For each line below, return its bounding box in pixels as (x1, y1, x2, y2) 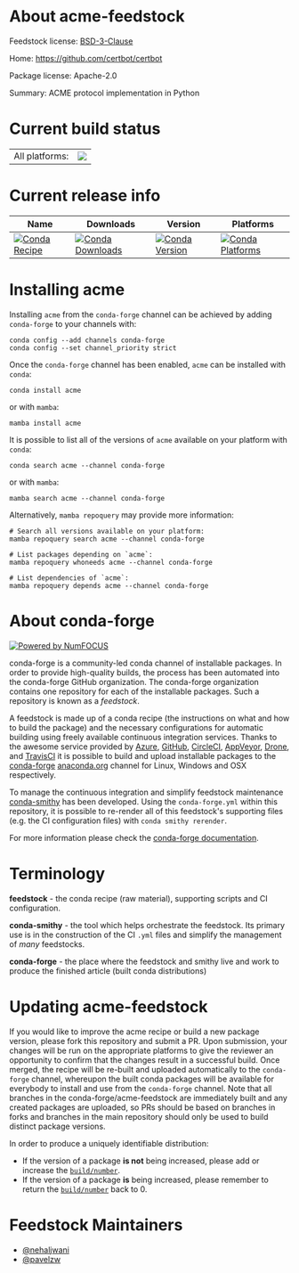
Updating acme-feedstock (9, 996, 208, 1016)
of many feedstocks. (9, 938, 85, 950)
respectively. (9, 769, 56, 780)
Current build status (9, 118, 161, 139)
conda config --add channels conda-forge (9, 336, 166, 345)
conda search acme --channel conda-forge (9, 461, 166, 469)
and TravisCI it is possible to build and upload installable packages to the (9, 750, 277, 761)
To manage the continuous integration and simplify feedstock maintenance (9, 787, 284, 797)
